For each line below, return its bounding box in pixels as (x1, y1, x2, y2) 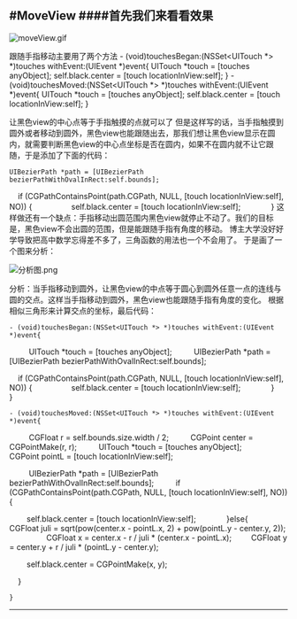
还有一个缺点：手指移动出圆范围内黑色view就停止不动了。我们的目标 (24, 212, 274, 223)
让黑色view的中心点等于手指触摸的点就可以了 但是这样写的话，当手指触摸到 (9, 116, 285, 127)
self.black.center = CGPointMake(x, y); (26, 559, 168, 569)
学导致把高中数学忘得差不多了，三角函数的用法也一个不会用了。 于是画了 (9, 234, 275, 245)
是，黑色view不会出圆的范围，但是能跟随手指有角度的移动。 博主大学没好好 (9, 223, 285, 234)
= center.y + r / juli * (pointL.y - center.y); (9, 541, 159, 552)
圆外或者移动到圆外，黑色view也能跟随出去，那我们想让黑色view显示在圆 (9, 128, 276, 138)
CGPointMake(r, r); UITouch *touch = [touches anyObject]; (9, 441, 242, 452)
